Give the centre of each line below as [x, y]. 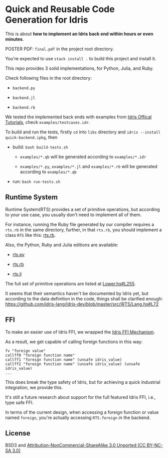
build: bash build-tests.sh [40, 147]
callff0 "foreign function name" [40, 355]
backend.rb [24, 107]
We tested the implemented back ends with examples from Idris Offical [78, 117]
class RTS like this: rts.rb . [31, 235]
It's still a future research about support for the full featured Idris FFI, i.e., [80, 397]
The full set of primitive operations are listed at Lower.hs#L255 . [70, 283]
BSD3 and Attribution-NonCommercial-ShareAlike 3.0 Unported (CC [75, 445]
